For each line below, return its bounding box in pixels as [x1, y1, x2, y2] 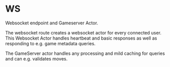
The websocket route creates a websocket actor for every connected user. [5, 29, 161, 36]
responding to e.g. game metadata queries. [5, 40, 96, 46]
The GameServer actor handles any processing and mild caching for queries [5, 50, 165, 56]
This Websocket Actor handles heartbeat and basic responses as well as [5, 35, 157, 41]
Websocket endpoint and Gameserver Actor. [5, 20, 98, 26]
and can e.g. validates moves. [5, 55, 67, 61]
